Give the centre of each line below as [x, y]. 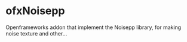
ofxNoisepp [35, 11]
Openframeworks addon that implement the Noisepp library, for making [93, 27]
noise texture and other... [36, 33]
